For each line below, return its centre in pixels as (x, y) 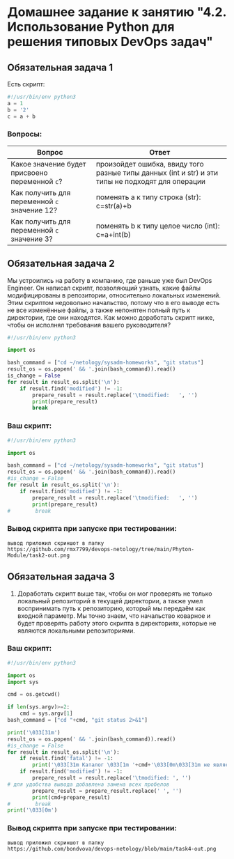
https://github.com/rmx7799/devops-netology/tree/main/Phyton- (101, 549)
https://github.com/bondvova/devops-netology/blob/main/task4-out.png (112, 849)
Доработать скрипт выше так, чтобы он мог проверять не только (115, 594)
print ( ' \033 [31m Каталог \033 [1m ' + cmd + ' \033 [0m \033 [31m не (121, 765)
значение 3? (32, 239)
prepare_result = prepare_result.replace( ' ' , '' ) (107, 791)
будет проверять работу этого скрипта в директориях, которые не (117, 623)
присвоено (29, 173)
